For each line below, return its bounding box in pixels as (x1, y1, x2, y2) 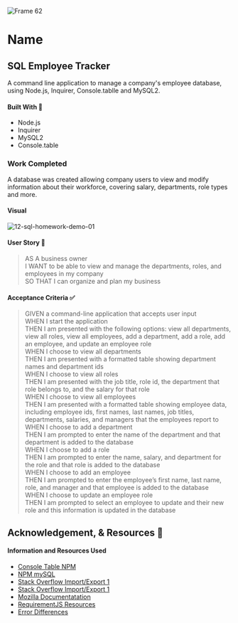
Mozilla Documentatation (17, 592, 91, 601)
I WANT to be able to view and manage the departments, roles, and (24, 262, 222, 270)
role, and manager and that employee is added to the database (24, 484, 210, 492)
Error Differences (17, 607, 69, 616)
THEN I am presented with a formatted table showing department (24, 355, 217, 363)
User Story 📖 (7, 238, 46, 247)
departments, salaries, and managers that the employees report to (24, 415, 219, 424)
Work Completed (7, 159, 67, 169)
